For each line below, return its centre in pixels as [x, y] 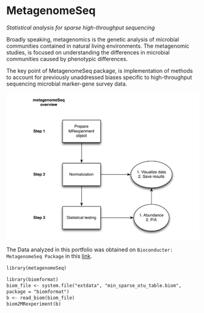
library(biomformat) [33, 279]
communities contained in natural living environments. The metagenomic [98, 46]
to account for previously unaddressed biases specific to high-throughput [99, 77]
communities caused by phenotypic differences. [67, 59]
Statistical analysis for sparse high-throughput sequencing [81, 28]
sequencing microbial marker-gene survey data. [67, 84]
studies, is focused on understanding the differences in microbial [88, 52]
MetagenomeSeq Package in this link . [49, 256]
